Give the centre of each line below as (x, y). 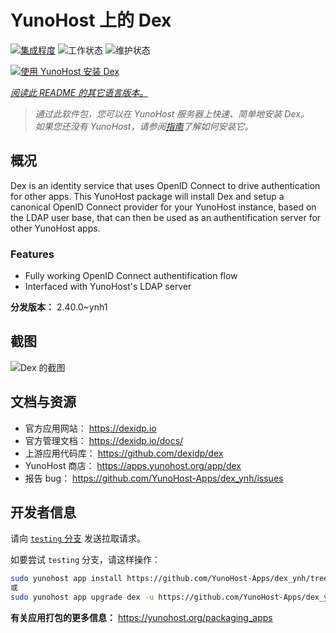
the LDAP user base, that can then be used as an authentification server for (166, 217)
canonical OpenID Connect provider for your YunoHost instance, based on (163, 207)
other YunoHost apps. (55, 228)
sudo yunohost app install (66, 579)
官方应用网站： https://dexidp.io (90, 428)
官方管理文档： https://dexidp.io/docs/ (104, 440)
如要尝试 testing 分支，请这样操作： (85, 560)
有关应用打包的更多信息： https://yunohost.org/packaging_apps (141, 618)
